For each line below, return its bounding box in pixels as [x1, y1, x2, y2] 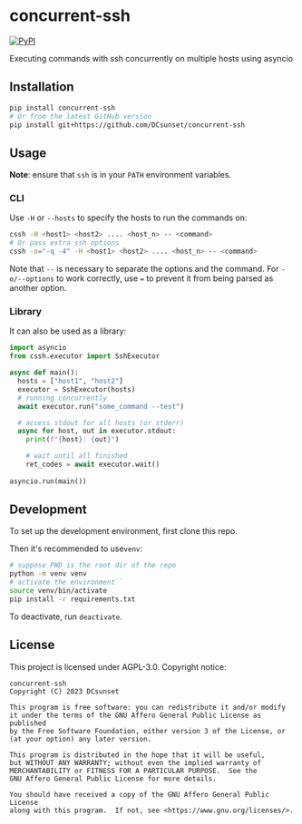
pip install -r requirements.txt [9, 595, 136, 604]
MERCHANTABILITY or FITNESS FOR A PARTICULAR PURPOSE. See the [9, 766, 258, 775]
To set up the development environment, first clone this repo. [9, 526, 239, 537]
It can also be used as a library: [9, 325, 127, 336]
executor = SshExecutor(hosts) [17, 384, 136, 394]
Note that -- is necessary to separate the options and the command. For [9, 264, 279, 275]
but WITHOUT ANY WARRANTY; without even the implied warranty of [9, 758, 261, 767]
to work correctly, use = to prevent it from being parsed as [55, 273, 274, 284]
